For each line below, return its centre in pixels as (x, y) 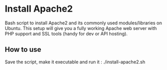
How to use (23, 49)
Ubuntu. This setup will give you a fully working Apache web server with (81, 28)
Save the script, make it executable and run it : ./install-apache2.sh (75, 62)
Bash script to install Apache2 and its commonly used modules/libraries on (83, 23)
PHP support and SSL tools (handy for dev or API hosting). (66, 33)
